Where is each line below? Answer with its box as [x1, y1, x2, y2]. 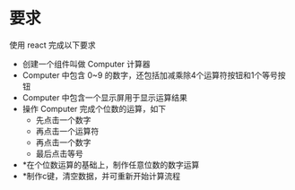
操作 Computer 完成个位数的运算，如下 [22, 103, 167, 114]
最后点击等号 [35, 148, 83, 159]
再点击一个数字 [35, 136, 91, 148]
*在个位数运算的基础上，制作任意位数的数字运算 [22, 159, 200, 170]
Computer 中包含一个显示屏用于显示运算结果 [22, 91, 188, 103]
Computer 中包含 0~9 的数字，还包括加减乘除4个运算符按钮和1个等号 [22, 69, 278, 81]
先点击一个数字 [35, 114, 91, 125]
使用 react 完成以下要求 [9, 39, 96, 50]
